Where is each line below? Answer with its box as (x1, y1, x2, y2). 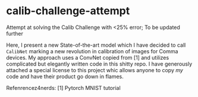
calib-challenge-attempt (6, 4, 130, 18)
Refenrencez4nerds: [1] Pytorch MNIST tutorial (6, 84, 121, 91)
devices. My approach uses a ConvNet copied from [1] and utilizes (6, 54, 169, 61)
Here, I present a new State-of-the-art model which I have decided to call (6, 41, 186, 48)
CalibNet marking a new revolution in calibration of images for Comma (6, 47, 178, 54)
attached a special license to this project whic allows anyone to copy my (6, 66, 183, 73)
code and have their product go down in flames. (6, 73, 124, 80)
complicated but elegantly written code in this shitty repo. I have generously (6, 60, 193, 67)
